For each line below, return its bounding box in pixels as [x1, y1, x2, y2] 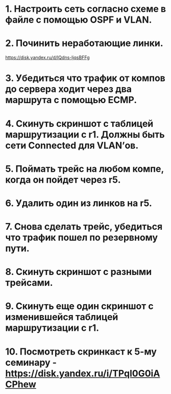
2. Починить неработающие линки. [5, 37, 163, 49]
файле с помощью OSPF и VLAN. [5, 14, 152, 26]
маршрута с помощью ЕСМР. [5, 94, 137, 106]
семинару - [5, 357, 57, 368]
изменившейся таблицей [5, 311, 118, 323]
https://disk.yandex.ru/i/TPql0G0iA [5, 367, 160, 379]
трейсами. [5, 277, 53, 289]
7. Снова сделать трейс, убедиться [5, 221, 163, 232]
